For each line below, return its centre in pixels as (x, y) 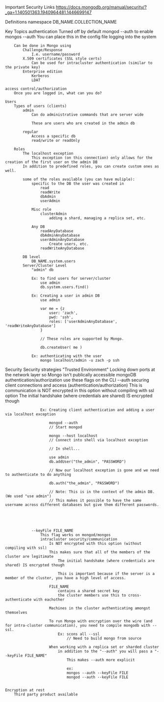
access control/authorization (36, 89)
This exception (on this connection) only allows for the (92, 158)
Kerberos (40, 76)
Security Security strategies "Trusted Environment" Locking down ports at (80, 369)
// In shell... (64, 449)
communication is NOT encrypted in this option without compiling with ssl (80, 390)
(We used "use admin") (28, 496)
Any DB (38, 227)
